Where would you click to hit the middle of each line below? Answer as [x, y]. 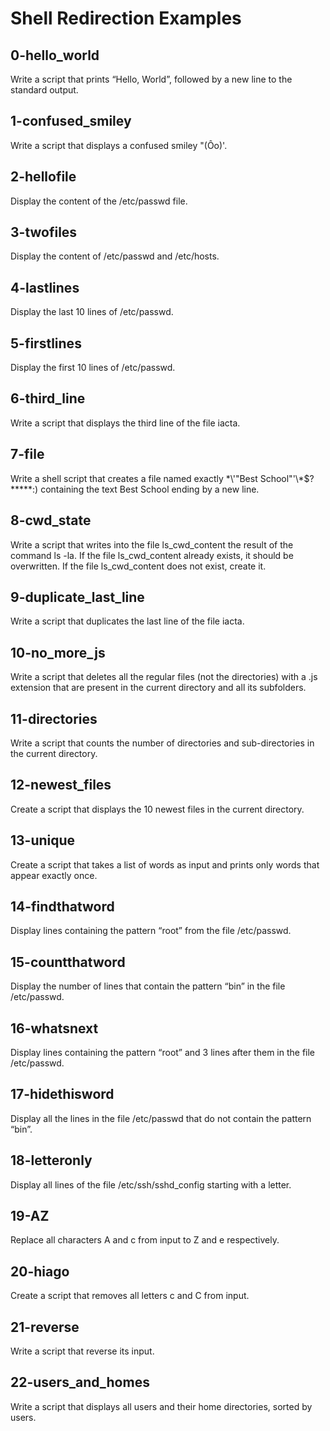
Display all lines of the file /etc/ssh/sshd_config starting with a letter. [151, 1184]
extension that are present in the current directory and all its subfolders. [158, 688]
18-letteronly [51, 1160]
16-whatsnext [54, 1028]
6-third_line [48, 398]
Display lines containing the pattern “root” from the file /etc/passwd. [151, 931]
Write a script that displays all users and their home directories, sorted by [161, 1406]
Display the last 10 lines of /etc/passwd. [92, 312]
